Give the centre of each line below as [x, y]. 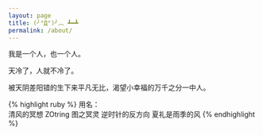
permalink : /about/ [41, 30]
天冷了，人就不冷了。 [43, 71]
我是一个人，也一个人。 [46, 54]
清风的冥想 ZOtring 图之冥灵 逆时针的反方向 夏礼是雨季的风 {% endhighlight [132, 114]
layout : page [30, 15]
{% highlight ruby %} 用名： [54, 105]
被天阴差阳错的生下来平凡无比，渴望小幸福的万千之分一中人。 [109, 87]
